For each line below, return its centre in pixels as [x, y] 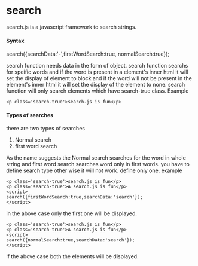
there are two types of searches [46, 129]
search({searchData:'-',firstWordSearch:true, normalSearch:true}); [88, 54]
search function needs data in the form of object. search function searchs [97, 66]
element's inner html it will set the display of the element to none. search [96, 85]
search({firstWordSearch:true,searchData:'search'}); [75, 197]
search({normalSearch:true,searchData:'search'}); [71, 240]
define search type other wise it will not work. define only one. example [94, 170]
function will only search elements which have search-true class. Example [98, 91]
